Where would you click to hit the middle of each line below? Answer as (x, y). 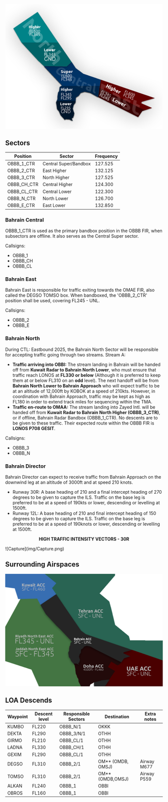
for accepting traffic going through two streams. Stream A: (65, 354)
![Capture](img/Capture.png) (35, 548)
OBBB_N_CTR (21, 198)
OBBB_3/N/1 (72, 733)
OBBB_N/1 (70, 726)
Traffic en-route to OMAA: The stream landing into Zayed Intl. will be (84, 407)
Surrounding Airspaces (42, 565)
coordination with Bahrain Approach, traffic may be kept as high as (81, 396)
